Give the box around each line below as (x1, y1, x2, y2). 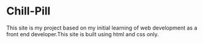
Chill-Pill (6, 4, 51, 18)
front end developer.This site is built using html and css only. (6, 30, 159, 37)
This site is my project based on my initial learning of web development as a (6, 24, 197, 31)
